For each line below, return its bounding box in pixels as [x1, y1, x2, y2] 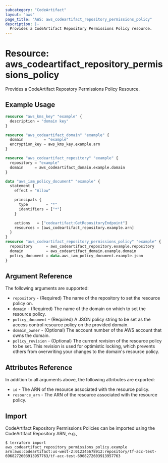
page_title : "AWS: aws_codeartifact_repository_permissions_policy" [5, 17, 152, 22]
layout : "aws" [5, 12, 35, 17]
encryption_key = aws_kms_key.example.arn [10, 142, 100, 147]
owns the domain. [12, 332, 50, 338]
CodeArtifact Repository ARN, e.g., [5, 430, 78, 436]
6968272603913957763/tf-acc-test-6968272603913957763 [5, 453, 121, 458]
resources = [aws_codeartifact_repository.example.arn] [14, 225, 135, 230]
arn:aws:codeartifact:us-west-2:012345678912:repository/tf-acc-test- [5, 449, 157, 454]
